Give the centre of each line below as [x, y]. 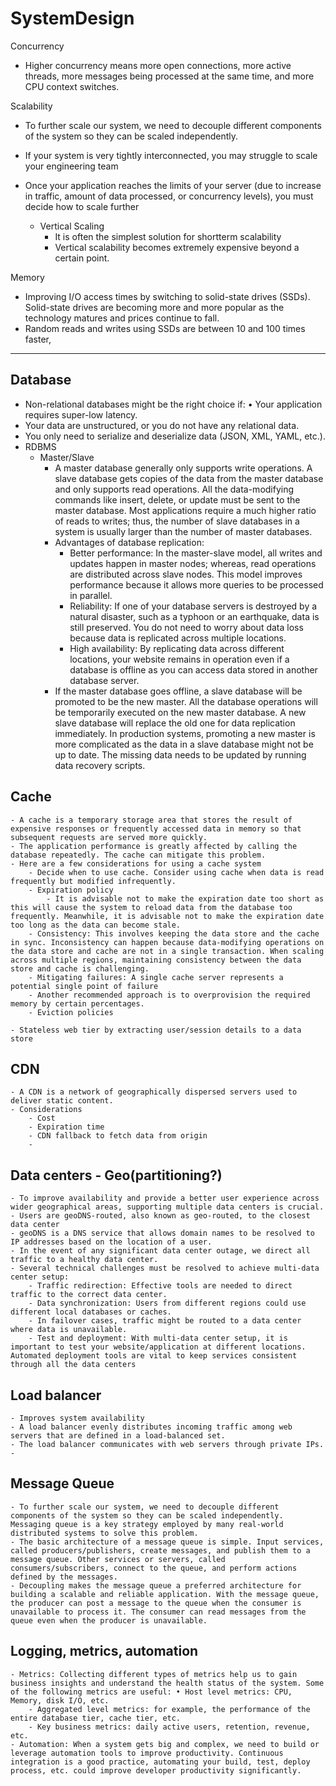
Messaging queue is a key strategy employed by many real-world [147, 1524]
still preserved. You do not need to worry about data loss [186, 627]
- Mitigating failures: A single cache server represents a [156, 977]
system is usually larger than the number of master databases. [183, 531]
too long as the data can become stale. [96, 925]
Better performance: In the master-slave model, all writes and [196, 553]
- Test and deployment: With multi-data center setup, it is [158, 1338]
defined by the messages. [64, 1577]
